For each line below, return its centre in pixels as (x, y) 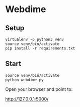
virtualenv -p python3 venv (35, 39)
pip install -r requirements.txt (40, 48)
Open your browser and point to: (39, 89)
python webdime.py (24, 80)
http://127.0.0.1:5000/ (27, 99)
